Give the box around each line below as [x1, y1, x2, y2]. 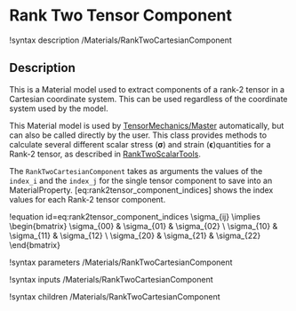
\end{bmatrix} [9, 239, 60, 250]
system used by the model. [9, 103, 108, 114]
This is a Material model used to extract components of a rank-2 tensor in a [9, 84, 285, 94]
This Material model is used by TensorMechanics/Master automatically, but [9, 120, 284, 131]
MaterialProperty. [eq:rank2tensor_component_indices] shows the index [9, 184, 274, 195]
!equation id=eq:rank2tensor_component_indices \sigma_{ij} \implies [9, 211, 260, 222]
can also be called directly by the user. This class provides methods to [9, 130, 268, 140]
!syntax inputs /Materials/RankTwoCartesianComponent [9, 274, 213, 284]
